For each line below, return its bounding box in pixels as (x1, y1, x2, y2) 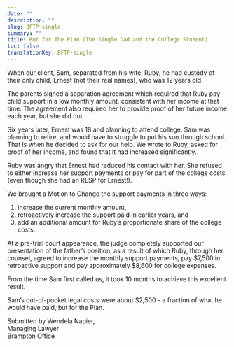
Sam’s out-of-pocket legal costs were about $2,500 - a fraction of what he (7, 295, 223, 304)
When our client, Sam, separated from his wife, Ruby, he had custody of (7, 68, 215, 77)
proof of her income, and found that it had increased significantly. (7, 148, 197, 156)
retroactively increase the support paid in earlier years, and (17, 211, 189, 219)
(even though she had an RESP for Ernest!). (7, 176, 132, 184)
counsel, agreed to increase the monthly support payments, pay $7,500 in (7, 253, 221, 262)
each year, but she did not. (7, 111, 85, 120)
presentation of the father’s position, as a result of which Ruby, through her (7, 246, 224, 255)
